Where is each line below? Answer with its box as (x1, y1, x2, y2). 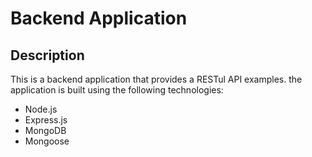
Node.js (24, 103, 58, 115)
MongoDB (24, 125, 67, 136)
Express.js (24, 114, 68, 126)
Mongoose (24, 135, 70, 147)
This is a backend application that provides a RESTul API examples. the (10, 73, 303, 85)
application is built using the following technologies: (10, 84, 224, 96)
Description (10, 47, 85, 64)
